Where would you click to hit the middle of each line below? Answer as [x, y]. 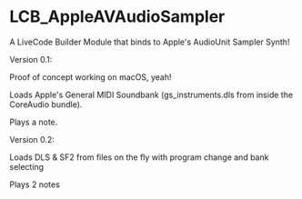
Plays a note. [34, 122]
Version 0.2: [32, 139]
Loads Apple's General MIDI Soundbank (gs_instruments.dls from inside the [151, 95]
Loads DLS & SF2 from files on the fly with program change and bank [139, 157]
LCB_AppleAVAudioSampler [117, 17]
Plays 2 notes [35, 184]
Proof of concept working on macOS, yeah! [91, 77]
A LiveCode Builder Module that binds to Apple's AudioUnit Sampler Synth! [150, 42]
